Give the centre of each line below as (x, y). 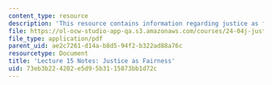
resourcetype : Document (49, 53)
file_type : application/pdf (56, 38)
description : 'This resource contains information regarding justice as (134, 23)
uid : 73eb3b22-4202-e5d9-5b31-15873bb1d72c (83, 69)
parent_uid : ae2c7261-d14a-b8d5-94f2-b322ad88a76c (96, 46)
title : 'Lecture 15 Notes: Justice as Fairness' (92, 62)
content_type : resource (49, 16)
